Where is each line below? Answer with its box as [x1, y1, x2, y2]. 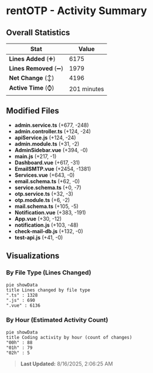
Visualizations [6, 251, 60, 261]
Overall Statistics [6, 28, 70, 38]
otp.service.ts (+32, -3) [14, 190, 73, 197]
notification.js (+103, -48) [14, 221, 79, 228]
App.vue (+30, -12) [14, 215, 62, 222]
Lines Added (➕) [9, 55, 56, 63]
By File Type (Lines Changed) [6, 268, 91, 277]
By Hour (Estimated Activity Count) [6, 316, 108, 324]
